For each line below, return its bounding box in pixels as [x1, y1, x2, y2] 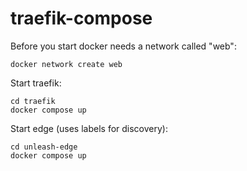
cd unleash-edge [10, 142, 78, 152]
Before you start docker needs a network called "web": [10, 40, 237, 52]
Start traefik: [10, 77, 62, 89]
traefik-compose [10, 7, 153, 30]
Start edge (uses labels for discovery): [10, 122, 168, 134]
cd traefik [10, 96, 56, 106]
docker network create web [10, 59, 123, 69]
